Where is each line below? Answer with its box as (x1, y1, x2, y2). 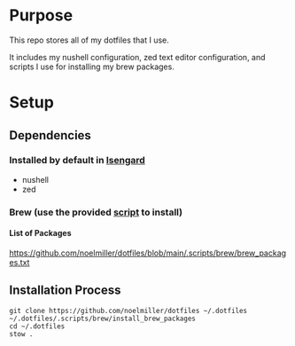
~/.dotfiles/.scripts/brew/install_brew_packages (9, 314, 197, 323)
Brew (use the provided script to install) (9, 206, 183, 218)
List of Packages (9, 228, 72, 239)
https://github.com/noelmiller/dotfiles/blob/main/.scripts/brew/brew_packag (9, 248, 286, 258)
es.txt (9, 256, 30, 267)
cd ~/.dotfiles (9, 321, 66, 331)
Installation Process (9, 283, 121, 298)
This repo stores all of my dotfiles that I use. (9, 35, 170, 45)
